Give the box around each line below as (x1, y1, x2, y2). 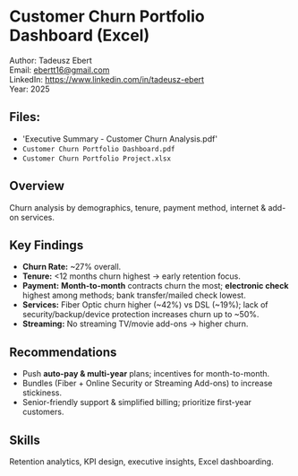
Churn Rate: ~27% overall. (21, 262, 122, 273)
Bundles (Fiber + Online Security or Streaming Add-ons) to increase (21, 378, 273, 389)
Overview (9, 178, 65, 194)
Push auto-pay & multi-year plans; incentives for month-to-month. (21, 368, 270, 379)
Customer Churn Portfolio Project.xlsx (21, 154, 172, 163)
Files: (9, 109, 40, 125)
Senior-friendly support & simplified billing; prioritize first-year (21, 397, 252, 408)
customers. (21, 406, 64, 418)
